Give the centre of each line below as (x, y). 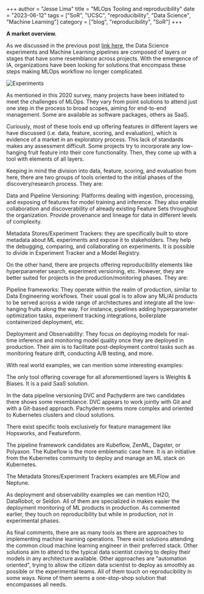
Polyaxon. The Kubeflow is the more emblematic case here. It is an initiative (101, 451)
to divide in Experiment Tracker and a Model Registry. (74, 253)
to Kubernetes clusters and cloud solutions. (61, 415)
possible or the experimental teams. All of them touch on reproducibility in (99, 571)
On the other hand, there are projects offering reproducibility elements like (100, 265)
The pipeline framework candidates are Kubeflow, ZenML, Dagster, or (93, 445)
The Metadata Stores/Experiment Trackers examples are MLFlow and (93, 476)
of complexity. (24, 222)
